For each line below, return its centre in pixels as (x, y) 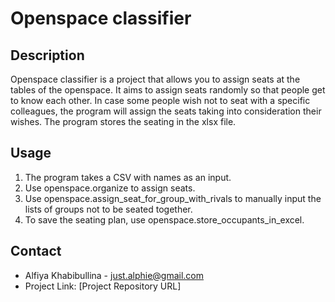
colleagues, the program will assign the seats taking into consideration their (166, 111)
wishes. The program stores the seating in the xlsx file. (123, 121)
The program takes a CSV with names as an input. (128, 177)
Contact (36, 251)
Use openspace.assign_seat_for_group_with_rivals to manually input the (173, 198)
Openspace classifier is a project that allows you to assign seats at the (155, 79)
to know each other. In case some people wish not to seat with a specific (160, 100)
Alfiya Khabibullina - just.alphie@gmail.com (114, 275)
